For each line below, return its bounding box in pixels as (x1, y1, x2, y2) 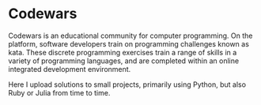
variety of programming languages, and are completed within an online (8, 56, 240, 66)
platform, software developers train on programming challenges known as (8, 39, 249, 48)
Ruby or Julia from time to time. (8, 88, 111, 97)
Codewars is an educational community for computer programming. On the (8, 31, 253, 40)
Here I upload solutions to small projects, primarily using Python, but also (8, 80, 247, 89)
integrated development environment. (8, 64, 131, 73)
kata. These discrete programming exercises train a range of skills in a (8, 47, 237, 57)
